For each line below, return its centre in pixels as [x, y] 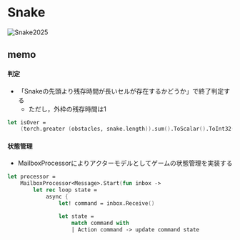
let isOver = [27, 122]
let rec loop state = [65, 190]
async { [57, 197]
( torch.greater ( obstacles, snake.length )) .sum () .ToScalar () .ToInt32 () [129, 129]
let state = [76, 216]
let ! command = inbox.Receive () [106, 203]
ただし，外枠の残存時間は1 [67, 109]
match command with [100, 223]
